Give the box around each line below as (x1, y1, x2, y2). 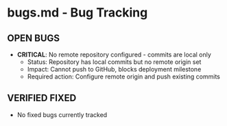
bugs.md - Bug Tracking (7, 5, 148, 21)
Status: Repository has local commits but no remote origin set (27, 58, 202, 66)
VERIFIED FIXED (7, 92, 77, 104)
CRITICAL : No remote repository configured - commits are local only (16, 50, 211, 59)
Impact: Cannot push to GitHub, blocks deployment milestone (27, 65, 202, 73)
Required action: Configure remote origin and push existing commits (27, 72, 221, 81)
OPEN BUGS (7, 32, 60, 44)
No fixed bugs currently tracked (16, 110, 108, 118)
